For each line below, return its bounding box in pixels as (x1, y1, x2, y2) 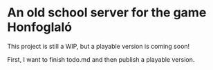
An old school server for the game (7, 5, 207, 21)
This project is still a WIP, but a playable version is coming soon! (7, 42, 190, 50)
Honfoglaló (7, 19, 73, 35)
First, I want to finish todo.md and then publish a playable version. (7, 55, 195, 63)
